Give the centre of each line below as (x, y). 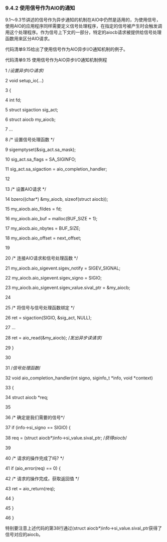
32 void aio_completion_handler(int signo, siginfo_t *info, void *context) (79, 378)
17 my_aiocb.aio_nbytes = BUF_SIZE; (43, 228)
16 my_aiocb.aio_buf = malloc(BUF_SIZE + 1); (51, 219)
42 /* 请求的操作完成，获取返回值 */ (42, 479)
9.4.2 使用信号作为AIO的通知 (40, 8)
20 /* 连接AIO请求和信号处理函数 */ (42, 258)
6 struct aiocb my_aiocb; (31, 119)
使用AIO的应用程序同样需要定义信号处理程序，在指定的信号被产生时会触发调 (84, 26)
